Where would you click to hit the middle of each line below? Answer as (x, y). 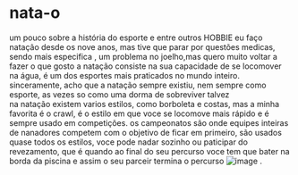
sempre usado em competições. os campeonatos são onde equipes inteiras (149, 122)
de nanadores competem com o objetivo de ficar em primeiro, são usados (145, 132)
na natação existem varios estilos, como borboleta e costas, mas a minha (145, 104)
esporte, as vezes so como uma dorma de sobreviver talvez (119, 94)
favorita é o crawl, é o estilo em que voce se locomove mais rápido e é (140, 113)
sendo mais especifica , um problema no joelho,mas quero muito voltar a (143, 56)
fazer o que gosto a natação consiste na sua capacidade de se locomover (145, 66)
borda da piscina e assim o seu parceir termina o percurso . (136, 161)
